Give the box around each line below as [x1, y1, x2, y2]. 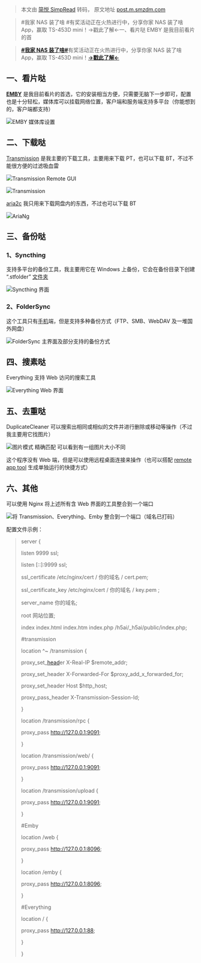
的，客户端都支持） [6, 105, 54, 112]
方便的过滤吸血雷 [16, 162, 59, 169]
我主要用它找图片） [6, 431, 54, 438]
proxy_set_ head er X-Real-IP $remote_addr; [20, 659, 128, 666]
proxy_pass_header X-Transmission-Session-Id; [20, 694, 140, 701]
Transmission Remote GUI [12, 174, 77, 182]
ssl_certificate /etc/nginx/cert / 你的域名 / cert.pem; [20, 574, 149, 581]
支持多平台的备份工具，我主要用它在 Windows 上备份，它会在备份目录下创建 [6, 266, 195, 273]
